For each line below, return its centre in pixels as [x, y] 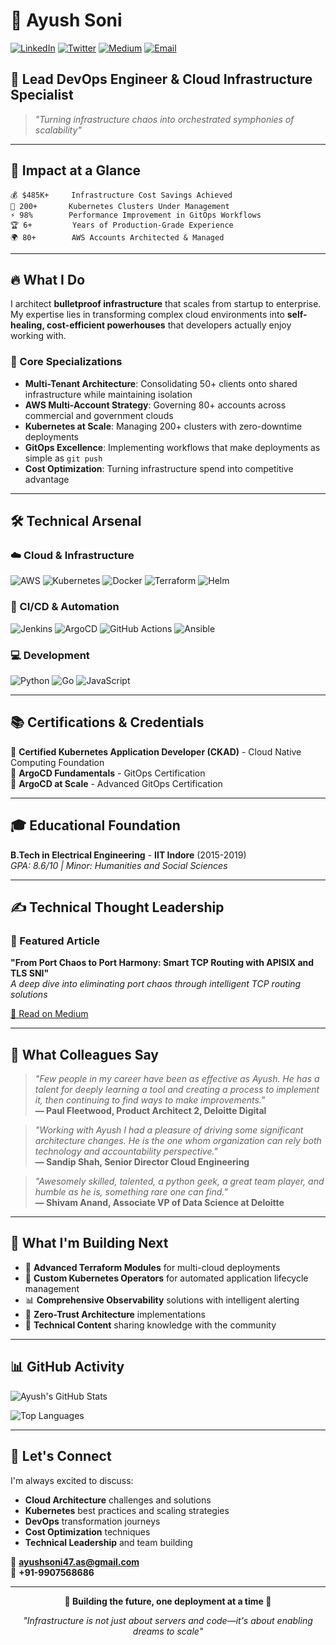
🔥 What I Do [48, 279]
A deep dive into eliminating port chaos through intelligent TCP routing [156, 984]
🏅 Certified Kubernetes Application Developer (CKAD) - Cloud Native [156, 751]
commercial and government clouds [99, 415]
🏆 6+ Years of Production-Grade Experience [122, 225]
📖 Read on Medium [49, 1014]
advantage [47, 479]
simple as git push [63, 458]
